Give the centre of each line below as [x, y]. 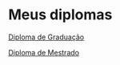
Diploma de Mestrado [44, 52]
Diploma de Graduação [46, 37]
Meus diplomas [60, 15]
